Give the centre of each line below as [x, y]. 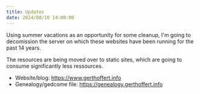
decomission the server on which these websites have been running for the [100, 41]
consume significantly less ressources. [55, 66]
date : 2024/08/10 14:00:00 [40, 18]
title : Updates [25, 12]
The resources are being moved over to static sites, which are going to [94, 59]
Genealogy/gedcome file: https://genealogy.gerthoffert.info [89, 84]
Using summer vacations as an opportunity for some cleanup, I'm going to [99, 35]
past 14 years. [24, 48]
